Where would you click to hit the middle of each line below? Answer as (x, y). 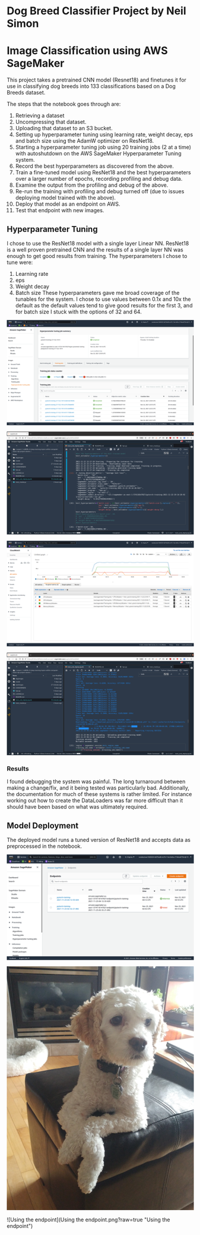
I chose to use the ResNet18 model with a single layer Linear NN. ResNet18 (98, 243)
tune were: (20, 262)
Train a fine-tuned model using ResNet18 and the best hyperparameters (103, 172)
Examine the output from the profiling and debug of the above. (92, 185)
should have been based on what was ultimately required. (77, 807)
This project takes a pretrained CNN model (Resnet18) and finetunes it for (96, 80)
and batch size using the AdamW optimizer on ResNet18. (85, 141)
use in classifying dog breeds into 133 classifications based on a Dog (91, 86)
